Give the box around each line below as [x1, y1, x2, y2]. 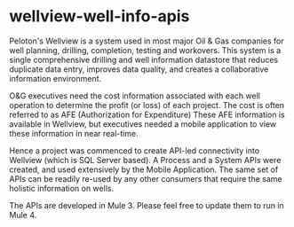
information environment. [9, 73, 102, 83]
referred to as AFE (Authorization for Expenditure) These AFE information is [9, 109, 286, 120]
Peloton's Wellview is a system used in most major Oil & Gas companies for [9, 35, 284, 46]
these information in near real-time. [9, 128, 139, 138]
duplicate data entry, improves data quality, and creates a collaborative [9, 64, 269, 74]
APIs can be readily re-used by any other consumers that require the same [9, 173, 282, 184]
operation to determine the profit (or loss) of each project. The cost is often [9, 99, 285, 110]
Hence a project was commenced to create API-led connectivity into [9, 145, 260, 156]
